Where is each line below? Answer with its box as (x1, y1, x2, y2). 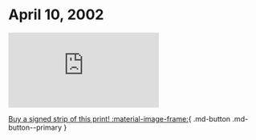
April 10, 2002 (8, 6, 104, 24)
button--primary (8, 122, 63, 132)
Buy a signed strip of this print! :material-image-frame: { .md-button (8, 114, 231, 123)
